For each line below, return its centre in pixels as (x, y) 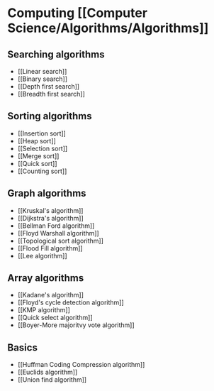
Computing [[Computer (77, 13)
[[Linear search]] (42, 71)
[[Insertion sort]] (41, 133)
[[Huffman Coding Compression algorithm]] (81, 365)
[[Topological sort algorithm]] (61, 241)
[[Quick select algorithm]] (55, 318)
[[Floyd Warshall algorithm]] (58, 233)
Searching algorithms (56, 54)
